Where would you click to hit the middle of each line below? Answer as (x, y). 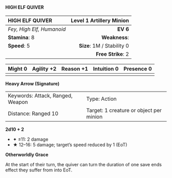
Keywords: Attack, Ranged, (40, 96)
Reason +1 (75, 69)
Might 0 (17, 69)
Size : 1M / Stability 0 (104, 46)
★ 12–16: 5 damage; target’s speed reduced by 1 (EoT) (70, 145)
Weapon (18, 102)
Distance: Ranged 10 (33, 114)
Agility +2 (44, 69)
